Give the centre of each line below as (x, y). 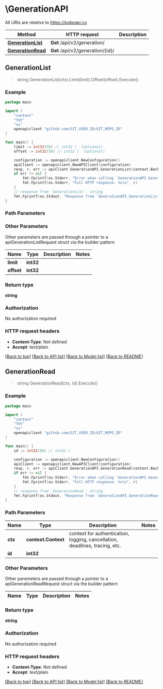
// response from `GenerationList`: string (58, 192)
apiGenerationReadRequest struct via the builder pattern (61, 583)
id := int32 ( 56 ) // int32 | (42, 451)
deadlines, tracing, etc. (95, 546)
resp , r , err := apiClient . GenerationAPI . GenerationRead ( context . (82, 468)
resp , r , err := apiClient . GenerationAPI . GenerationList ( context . (82, 169)
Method (27, 34)
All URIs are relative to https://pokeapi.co (46, 22)
